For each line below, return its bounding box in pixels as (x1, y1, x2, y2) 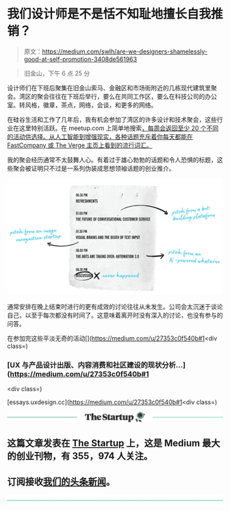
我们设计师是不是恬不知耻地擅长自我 (7, 6, 212, 22)
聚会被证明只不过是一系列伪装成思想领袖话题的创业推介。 (12, 164, 175, 172)
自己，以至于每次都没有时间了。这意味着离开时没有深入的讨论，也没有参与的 (7, 311, 223, 319)
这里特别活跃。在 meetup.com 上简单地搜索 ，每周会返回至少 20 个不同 (18, 124, 219, 132)
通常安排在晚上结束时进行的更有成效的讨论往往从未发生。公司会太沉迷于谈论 (7, 302, 223, 310)
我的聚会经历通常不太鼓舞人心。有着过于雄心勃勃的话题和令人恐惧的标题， (7, 155, 217, 164)
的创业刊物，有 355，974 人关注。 (7, 450, 153, 462)
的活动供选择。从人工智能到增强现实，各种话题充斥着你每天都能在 (7, 132, 193, 140)
